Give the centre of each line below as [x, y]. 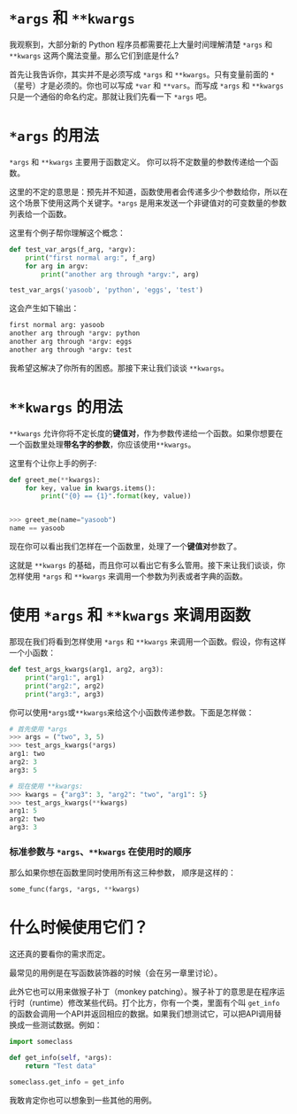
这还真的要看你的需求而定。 [60, 954]
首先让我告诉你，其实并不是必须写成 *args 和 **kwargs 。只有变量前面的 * [142, 74]
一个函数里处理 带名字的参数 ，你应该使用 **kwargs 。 [103, 444]
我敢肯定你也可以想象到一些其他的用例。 [83, 1100]
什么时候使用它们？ [79, 928]
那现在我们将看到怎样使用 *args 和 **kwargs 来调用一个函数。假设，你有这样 [148, 642]
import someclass [41, 1042]
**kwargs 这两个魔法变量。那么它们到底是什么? [94, 55]
